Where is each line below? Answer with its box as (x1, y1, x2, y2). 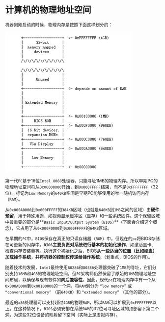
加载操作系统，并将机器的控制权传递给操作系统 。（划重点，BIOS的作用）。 (5, 254, 153, 260)
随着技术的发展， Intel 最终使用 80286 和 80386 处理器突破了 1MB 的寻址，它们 (5, 264, 152, 270)
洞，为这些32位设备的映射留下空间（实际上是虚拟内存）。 (5, 312, 120, 318)
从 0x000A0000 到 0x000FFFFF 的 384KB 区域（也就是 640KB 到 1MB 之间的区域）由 (5, 206, 151, 212)
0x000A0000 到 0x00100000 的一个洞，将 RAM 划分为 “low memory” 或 (5, 283, 132, 289)
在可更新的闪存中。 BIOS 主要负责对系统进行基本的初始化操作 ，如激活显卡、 (5, 241, 156, 247)
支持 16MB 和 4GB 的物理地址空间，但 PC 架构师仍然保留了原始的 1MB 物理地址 (9, 270, 152, 276)
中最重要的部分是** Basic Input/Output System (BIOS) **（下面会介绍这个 (5, 219, 153, 225)
